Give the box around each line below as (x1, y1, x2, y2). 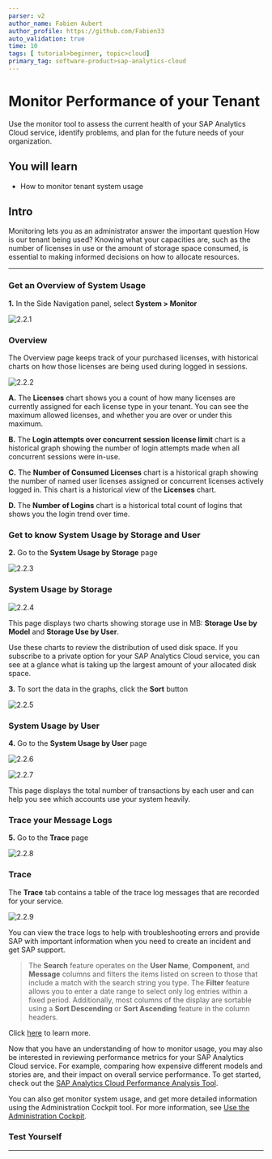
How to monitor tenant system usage (19, 181, 144, 191)
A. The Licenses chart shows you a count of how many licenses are (8, 393, 236, 403)
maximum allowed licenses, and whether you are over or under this (8, 411, 232, 420)
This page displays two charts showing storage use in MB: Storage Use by (8, 618, 257, 627)
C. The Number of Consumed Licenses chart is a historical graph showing (8, 467, 259, 477)
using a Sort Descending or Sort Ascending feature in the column (28, 1003, 250, 1013)
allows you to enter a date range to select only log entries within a (28, 986, 249, 996)
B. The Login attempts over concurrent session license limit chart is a (8, 435, 246, 445)
